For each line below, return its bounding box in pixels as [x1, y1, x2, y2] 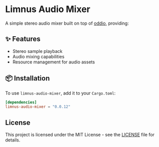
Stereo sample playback [12, 48, 63, 54]
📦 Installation [5, 74, 50, 83]
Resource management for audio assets [12, 59, 95, 65]
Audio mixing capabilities [12, 53, 65, 59]
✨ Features [5, 35, 41, 43]
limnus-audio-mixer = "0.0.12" [5, 104, 71, 109]
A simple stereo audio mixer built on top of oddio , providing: [5, 20, 129, 26]
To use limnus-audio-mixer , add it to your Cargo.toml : [5, 90, 116, 96]
